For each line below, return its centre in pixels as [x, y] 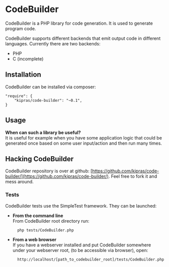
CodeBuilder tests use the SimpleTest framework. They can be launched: [81, 206]
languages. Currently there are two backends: [53, 43]
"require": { [19, 96]
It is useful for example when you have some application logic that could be [84, 138]
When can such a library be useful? [43, 132]
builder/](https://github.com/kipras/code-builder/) [57, 176]
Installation [23, 75]
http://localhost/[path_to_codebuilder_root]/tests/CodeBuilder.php [91, 259]
